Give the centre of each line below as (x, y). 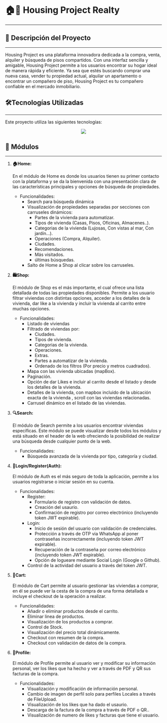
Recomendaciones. (54, 249)
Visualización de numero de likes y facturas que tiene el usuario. (93, 715)
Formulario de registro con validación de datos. (83, 502)
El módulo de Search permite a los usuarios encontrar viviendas (78, 425)
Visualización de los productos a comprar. (70, 622)
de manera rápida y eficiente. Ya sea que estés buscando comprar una (78, 70)
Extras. (42, 356)
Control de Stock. (45, 627)
